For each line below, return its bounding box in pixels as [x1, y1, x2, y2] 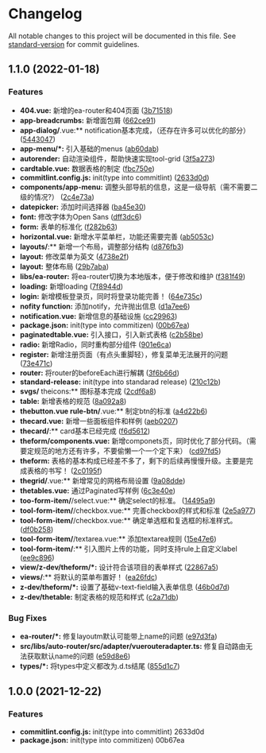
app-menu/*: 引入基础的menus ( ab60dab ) [19, 144, 160, 153]
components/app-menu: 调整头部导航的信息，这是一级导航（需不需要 [19, 182, 252, 192]
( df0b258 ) [19, 524, 54, 534]
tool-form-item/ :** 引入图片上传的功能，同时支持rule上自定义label [19, 544, 238, 553]
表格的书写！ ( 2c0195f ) [26, 466, 103, 475]
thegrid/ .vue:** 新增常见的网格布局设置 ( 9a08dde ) [19, 475, 186, 485]
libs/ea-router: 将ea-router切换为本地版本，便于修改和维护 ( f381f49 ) [19, 271, 246, 281]
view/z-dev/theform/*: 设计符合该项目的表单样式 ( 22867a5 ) [19, 562, 219, 572]
